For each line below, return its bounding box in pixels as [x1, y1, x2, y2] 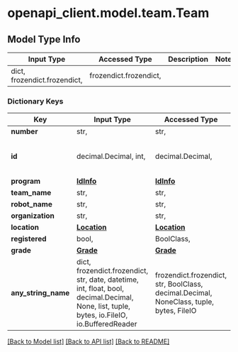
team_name [11, 188, 52, 198]
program [11, 176, 41, 186]
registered [11, 234, 47, 244]
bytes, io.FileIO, [76, 310, 128, 320]
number [11, 126, 38, 136]
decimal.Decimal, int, [76, 151, 146, 161]
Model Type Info [7, 33, 81, 45]
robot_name [11, 199, 53, 209]
